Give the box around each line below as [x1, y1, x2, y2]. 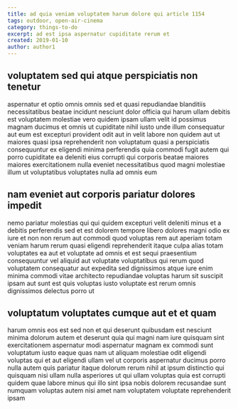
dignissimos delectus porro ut [7, 286, 94, 295]
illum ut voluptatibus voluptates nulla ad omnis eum [7, 168, 158, 176]
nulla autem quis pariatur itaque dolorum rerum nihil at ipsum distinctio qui [7, 363, 225, 372]
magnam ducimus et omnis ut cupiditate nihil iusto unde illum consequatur [7, 122, 225, 131]
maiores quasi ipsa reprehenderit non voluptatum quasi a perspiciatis [7, 137, 210, 146]
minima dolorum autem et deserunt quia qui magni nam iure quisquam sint [7, 334, 225, 342]
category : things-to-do [7, 23, 78, 31]
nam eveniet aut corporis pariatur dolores [7, 188, 195, 201]
